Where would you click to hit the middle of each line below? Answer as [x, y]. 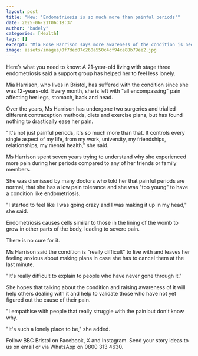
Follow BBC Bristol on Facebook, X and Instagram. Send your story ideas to [98, 340]
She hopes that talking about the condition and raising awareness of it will [96, 287]
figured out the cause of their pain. [48, 300]
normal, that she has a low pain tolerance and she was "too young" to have [97, 187]
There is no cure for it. [33, 240]
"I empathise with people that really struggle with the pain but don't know [95, 311]
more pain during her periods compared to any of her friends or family [91, 163]
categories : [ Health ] [33, 34]
